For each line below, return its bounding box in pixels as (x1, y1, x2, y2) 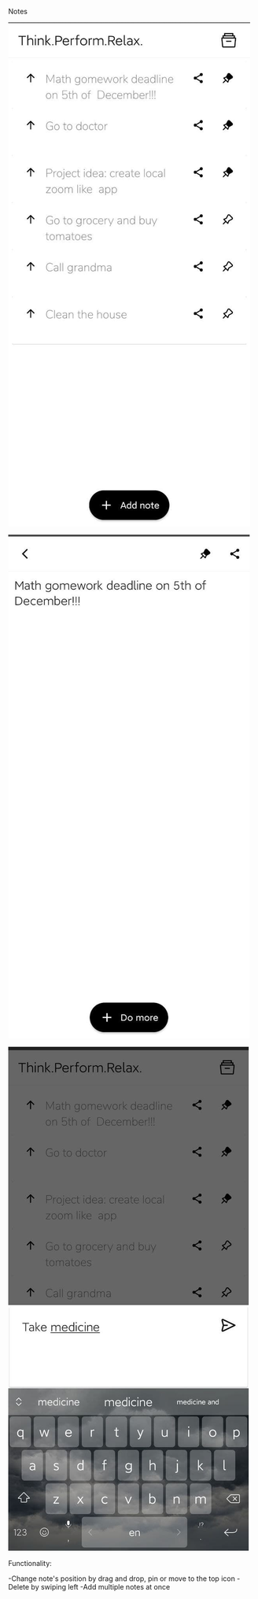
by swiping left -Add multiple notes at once (31, 1582, 171, 1591)
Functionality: (8, 1559, 53, 1568)
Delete (8, 1582, 30, 1591)
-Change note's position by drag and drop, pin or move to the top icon (8, 1574, 236, 1583)
